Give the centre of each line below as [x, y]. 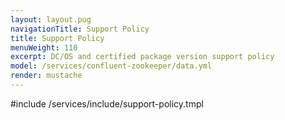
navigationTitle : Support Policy [80, 29]
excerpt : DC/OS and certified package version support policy [142, 57]
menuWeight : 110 [44, 47]
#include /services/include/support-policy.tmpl [107, 103]
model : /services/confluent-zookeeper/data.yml [111, 66]
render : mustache [46, 76]
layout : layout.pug [51, 19]
